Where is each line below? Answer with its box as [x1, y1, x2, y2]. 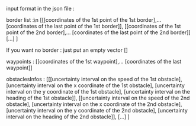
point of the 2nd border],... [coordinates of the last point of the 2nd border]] [6, 29, 191, 36]
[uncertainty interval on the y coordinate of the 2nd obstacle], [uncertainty [6, 107, 188, 114]
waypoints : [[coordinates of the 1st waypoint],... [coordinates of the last [6, 58, 182, 65]
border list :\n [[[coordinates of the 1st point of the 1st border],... [6, 16, 162, 23]
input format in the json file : [6, 5, 75, 12]
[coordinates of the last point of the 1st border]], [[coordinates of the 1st [6, 23, 181, 29]
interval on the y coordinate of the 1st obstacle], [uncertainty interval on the [6, 88, 191, 95]
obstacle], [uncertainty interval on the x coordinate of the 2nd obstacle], [6, 101, 182, 108]
